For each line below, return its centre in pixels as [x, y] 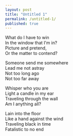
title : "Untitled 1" [26, 14]
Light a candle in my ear [30, 93]
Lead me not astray [25, 68]
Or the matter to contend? [31, 53]
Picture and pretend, [26, 48]
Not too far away [22, 79]
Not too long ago [22, 73]
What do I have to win [27, 38]
